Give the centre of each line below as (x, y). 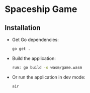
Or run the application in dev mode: (49, 77)
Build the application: (34, 58)
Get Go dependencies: (35, 39)
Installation (23, 28)
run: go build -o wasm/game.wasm (47, 67)
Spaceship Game (41, 9)
